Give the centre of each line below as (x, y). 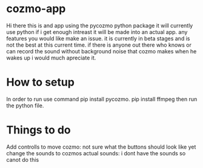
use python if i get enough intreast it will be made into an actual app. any (97, 32)
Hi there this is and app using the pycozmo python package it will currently (100, 25)
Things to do (38, 130)
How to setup (40, 82)
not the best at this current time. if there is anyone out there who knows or (99, 45)
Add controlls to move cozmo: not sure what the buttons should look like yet (101, 147)
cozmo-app (36, 9)
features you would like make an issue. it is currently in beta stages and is (98, 38)
